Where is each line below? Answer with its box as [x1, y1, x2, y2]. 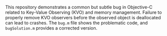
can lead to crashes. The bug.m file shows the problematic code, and [5, 20, 148, 26]
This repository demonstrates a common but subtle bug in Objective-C [5, 4, 153, 10]
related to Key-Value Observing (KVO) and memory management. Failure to [5, 9, 162, 15]
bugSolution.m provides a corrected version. [5, 25, 98, 31]
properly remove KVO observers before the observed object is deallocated [5, 15, 161, 20]
